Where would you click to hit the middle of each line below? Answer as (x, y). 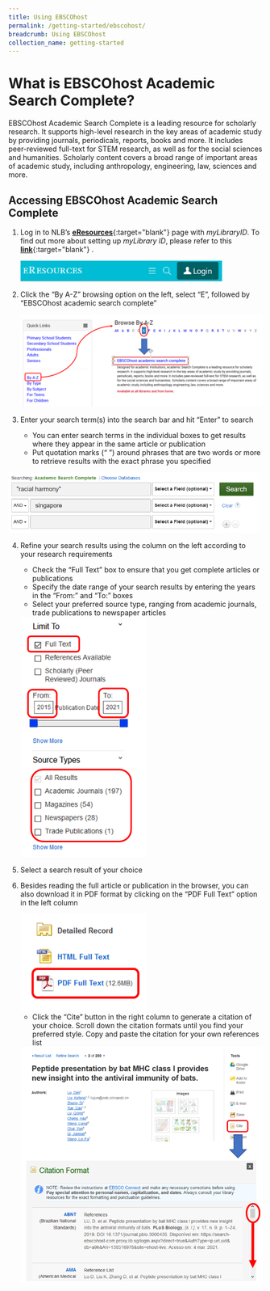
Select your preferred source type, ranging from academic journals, (144, 604)
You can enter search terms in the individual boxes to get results (139, 435)
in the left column (49, 902)
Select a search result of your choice (81, 870)
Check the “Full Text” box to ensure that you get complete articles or (146, 570)
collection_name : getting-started (66, 43)
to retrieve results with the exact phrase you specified (121, 461)
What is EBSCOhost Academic (112, 84)
